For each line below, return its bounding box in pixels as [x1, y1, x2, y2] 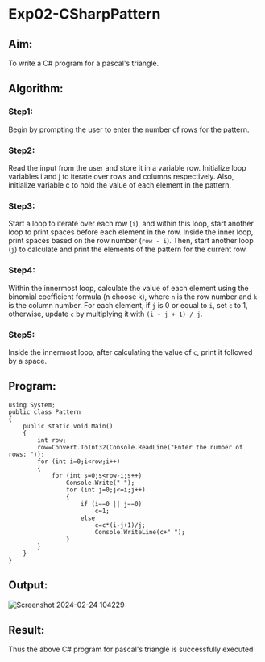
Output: [8, 579, 48, 592]
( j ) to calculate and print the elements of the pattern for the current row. [8, 244, 248, 255]
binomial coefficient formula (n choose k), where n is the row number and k [8, 292, 258, 301]
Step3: [8, 200, 35, 211]
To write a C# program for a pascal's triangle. [8, 58, 159, 68]
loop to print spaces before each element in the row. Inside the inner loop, [8, 227, 254, 237]
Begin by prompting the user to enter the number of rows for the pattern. [8, 124, 250, 134]
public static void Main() [23, 422, 114, 430]
